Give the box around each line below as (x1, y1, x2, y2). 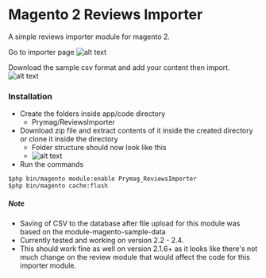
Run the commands (19, 160, 84, 169)
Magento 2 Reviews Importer (8, 6, 203, 24)
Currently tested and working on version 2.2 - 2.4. (19, 236, 184, 245)
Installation (8, 91, 53, 102)
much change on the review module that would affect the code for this (19, 253, 250, 262)
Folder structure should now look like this (31, 143, 167, 153)
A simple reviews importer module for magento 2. (8, 32, 171, 41)
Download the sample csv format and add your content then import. (8, 62, 230, 72)
